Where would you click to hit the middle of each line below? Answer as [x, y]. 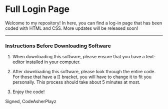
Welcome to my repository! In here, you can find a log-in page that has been [84, 23]
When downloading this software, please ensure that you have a [78, 57]
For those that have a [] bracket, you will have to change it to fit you [82, 77]
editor [18, 62]
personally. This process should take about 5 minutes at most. [76, 82]
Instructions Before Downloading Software [58, 46]
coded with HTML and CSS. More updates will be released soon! [72, 28]
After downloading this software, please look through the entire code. [84, 72]
